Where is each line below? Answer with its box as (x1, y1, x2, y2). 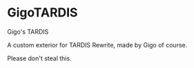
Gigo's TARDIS (7, 27, 49, 36)
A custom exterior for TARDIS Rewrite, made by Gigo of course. (7, 41, 188, 49)
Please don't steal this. (7, 54, 72, 63)
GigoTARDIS (7, 5, 78, 21)
